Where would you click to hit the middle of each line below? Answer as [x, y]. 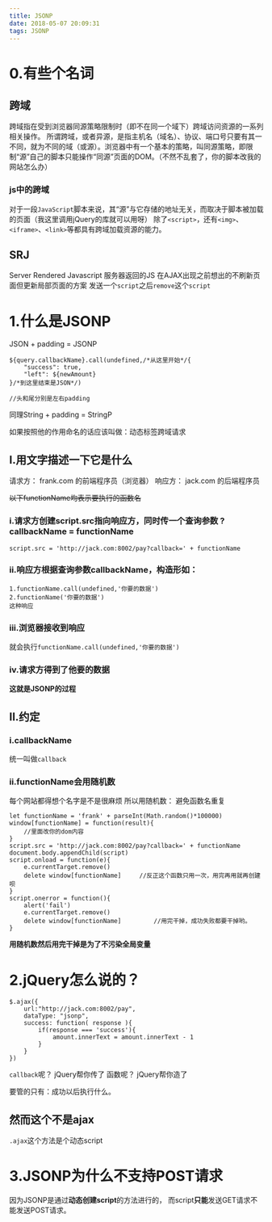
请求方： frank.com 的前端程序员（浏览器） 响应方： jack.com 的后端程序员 [135, 481]
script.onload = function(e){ [60, 860]
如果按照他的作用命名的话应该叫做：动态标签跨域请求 [98, 432]
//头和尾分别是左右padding [50, 399]
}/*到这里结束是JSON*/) [45, 383]
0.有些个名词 [52, 73]
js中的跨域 [29, 190]
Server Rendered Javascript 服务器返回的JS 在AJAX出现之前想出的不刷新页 [135, 275]
